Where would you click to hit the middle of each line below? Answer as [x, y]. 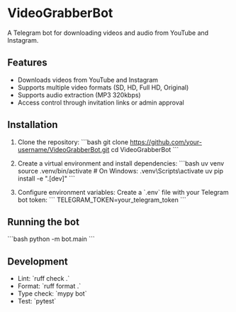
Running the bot [44, 222]
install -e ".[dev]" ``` [46, 178]
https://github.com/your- [166, 142]
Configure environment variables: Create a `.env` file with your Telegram [123, 192]
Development [38, 261]
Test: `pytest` [37, 301]
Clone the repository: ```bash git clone [73, 142]
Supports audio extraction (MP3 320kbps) [79, 95]
